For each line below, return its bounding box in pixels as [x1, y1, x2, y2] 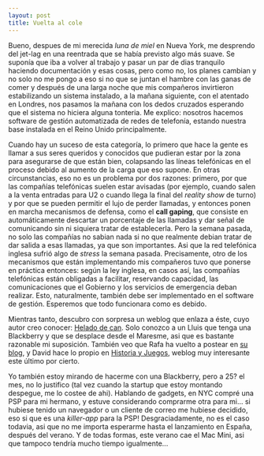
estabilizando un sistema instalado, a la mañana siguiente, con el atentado [8, 91, 250, 100]
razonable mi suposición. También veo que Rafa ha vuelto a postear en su [8, 339, 248, 349]
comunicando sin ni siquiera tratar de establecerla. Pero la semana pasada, [8, 223, 253, 233]
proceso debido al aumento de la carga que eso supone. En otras [8, 165, 221, 174]
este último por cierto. [8, 356, 80, 365]
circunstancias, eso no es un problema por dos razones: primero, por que [8, 173, 247, 182]
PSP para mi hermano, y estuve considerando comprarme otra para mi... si [8, 396, 251, 406]
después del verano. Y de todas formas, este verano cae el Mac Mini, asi [8, 430, 244, 439]
